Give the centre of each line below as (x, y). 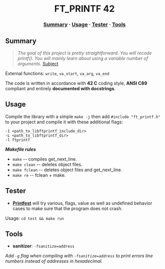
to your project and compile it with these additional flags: (64, 122)
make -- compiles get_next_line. (45, 159)
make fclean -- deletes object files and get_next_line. (67, 170)
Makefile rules (21, 149)
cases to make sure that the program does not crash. (67, 208)
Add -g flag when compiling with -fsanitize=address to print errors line (79, 256)
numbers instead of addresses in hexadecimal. (54, 261)
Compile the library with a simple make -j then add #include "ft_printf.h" (83, 116)
